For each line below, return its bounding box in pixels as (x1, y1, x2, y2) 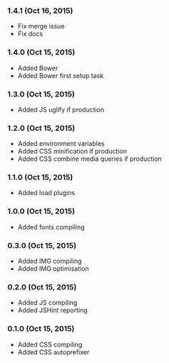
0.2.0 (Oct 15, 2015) (7, 282, 77, 292)
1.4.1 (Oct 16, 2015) (7, 6, 73, 16)
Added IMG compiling (17, 257, 82, 266)
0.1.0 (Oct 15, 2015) (7, 324, 75, 334)
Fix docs (17, 29, 43, 38)
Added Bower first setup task (17, 71, 104, 80)
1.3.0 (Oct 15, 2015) (7, 89, 75, 99)
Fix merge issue (17, 22, 65, 31)
